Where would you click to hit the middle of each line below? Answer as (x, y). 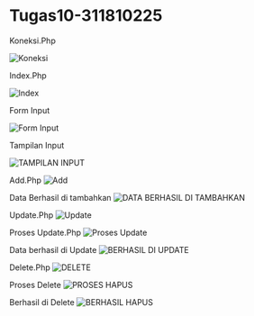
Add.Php (26, 180)
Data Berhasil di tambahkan (60, 197)
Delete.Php (30, 267)
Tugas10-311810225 (86, 16)
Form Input (30, 110)
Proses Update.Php (45, 232)
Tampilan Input (37, 145)
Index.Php (28, 75)
